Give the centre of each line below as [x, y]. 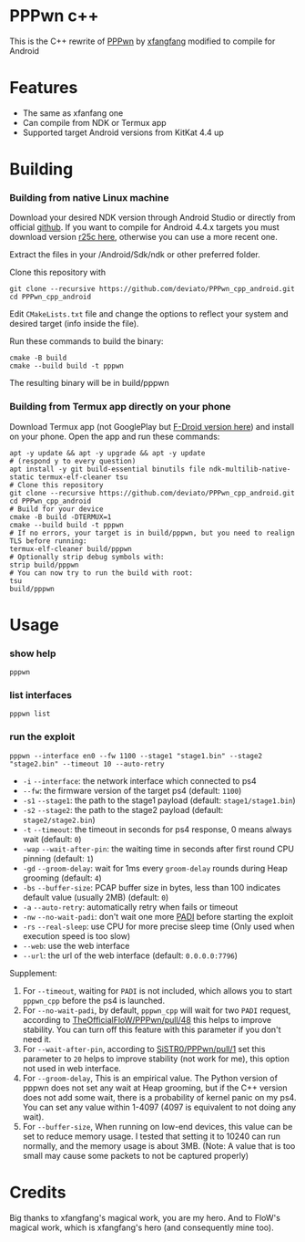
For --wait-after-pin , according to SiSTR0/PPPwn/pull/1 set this [144, 1049]
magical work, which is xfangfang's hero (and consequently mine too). [142, 1227]
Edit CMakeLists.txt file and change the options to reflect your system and [149, 314]
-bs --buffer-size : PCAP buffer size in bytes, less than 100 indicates [151, 887]
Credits [38, 1192]
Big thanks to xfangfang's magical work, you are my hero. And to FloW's [145, 1217]
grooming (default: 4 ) [62, 878]
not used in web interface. [71, 1068]
